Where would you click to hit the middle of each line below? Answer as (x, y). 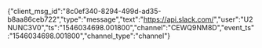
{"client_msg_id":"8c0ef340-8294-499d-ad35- (84, 11)
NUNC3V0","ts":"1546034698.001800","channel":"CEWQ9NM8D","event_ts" (131, 27)
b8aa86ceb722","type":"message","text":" (76, 19)
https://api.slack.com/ (178, 19)
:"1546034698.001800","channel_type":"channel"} (89, 36)
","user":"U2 (233, 19)
